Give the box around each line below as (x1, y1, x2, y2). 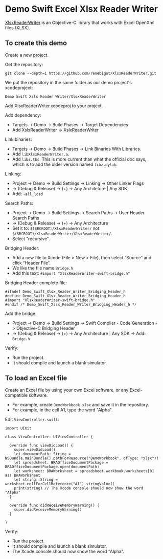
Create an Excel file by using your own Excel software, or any (5, 387, 129, 393)
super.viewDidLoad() (14, 447, 56, 452)
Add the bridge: (5, 311, 37, 316)
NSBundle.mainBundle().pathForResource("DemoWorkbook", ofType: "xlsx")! (5, 456, 159, 461)
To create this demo (5, 39, 67, 47)
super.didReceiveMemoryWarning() (14, 507, 82, 512)
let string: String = (14, 477, 58, 482)
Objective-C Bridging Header (16, 325, 75, 331)
